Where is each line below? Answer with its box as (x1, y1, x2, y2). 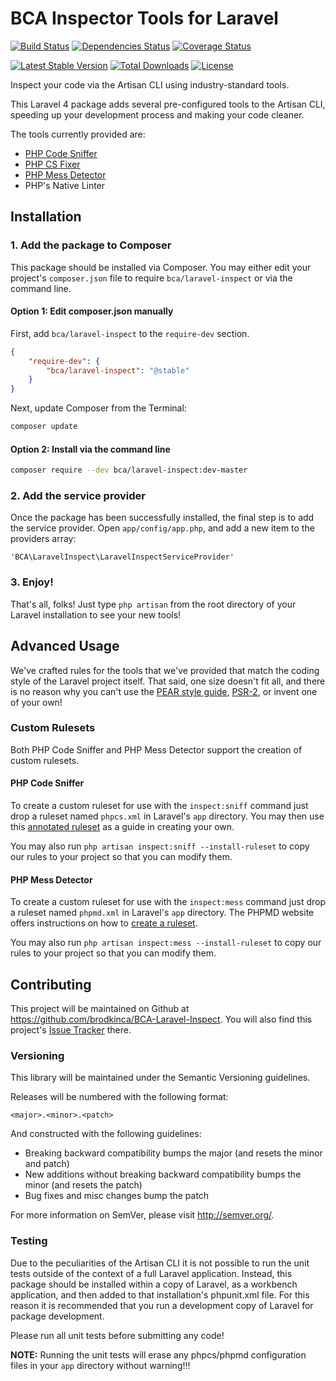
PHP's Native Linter (24, 179, 106, 191)
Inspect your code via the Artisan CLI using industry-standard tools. (10, 78, 290, 91)
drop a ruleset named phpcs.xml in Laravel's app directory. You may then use (10, 810, 325, 822)
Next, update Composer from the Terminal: (10, 402, 187, 414)
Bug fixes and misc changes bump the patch (24, 1190, 210, 1202)
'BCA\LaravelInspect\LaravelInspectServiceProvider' (10, 552, 235, 562)
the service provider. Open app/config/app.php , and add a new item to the (10, 522, 315, 534)
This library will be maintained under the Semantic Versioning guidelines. (10, 1072, 311, 1084)
